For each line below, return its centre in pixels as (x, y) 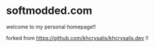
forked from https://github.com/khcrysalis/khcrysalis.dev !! (77, 38)
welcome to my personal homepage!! (51, 27)
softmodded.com (49, 11)
